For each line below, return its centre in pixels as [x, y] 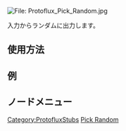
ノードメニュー [40, 102]
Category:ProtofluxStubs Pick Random [63, 119]
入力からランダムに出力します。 [53, 25]
